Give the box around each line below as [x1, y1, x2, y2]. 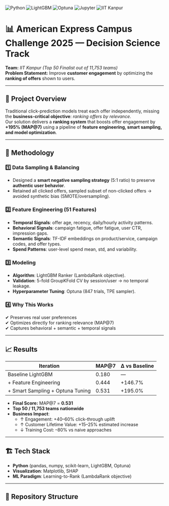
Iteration [38, 362, 60, 369]
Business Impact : [12, 411, 50, 417]
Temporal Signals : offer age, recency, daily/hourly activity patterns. [12, 219, 153, 226]
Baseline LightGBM [8, 371, 53, 378]
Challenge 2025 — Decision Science [5, 38, 160, 49]
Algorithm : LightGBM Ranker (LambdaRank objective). [12, 272, 126, 278]
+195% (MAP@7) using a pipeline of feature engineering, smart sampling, [5, 124, 162, 130]
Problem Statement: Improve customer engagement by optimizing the [5, 70, 153, 76]
